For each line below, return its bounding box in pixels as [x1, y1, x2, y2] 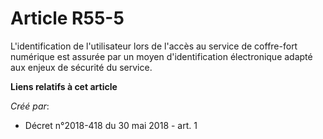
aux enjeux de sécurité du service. [10, 61, 153, 73]
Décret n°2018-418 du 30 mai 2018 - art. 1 [24, 119, 198, 131]
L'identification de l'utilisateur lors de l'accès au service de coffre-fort [10, 40, 298, 52]
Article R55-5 [10, 7, 125, 30]
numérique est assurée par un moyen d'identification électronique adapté [10, 50, 313, 62]
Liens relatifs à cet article [10, 80, 118, 92]
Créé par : [10, 100, 50, 112]
